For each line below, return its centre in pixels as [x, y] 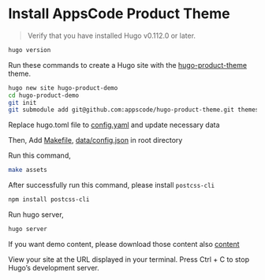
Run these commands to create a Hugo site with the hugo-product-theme [127, 65]
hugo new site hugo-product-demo [63, 88]
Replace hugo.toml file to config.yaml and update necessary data [114, 125]
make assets [28, 170]
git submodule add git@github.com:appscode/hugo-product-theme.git [121, 110]
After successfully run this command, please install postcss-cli [112, 185]
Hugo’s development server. [54, 267]
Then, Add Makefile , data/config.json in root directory [95, 140]
